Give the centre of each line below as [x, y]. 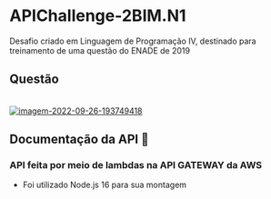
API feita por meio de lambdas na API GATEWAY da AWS [136, 165]
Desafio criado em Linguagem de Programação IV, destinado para [133, 41]
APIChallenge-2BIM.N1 [98, 16]
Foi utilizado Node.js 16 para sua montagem [105, 185]
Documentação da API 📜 [80, 139]
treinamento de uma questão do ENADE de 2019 [100, 50]
